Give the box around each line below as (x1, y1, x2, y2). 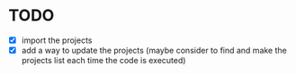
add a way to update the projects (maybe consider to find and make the (21, 45, 287, 55)
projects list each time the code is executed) (21, 55, 186, 66)
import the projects (21, 35, 93, 45)
